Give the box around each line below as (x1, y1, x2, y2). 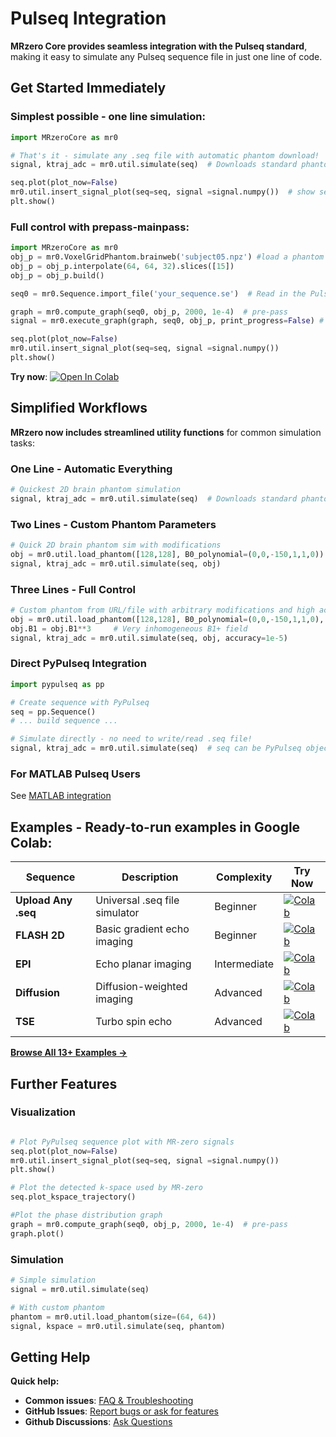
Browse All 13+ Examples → (10, 1047, 128, 1059)
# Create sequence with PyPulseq (10, 697, 150, 707)
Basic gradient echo (95, 922, 190, 936)
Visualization (10, 1105, 76, 1119)
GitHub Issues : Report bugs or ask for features (24, 1405, 220, 1417)
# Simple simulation (10, 1275, 97, 1286)
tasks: (10, 437, 36, 449)
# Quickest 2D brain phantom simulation (10, 485, 182, 495)
